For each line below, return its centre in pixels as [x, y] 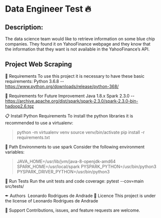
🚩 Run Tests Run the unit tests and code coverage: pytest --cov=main [74, 181]
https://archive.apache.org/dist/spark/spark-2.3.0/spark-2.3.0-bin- [72, 101]
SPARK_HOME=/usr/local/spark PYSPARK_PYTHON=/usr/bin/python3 [87, 167]
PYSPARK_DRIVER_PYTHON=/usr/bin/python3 [63, 171]
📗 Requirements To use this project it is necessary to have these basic [75, 76]
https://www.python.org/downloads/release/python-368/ [62, 86]
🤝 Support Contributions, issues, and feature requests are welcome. [73, 210]
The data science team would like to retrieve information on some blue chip [80, 39]
